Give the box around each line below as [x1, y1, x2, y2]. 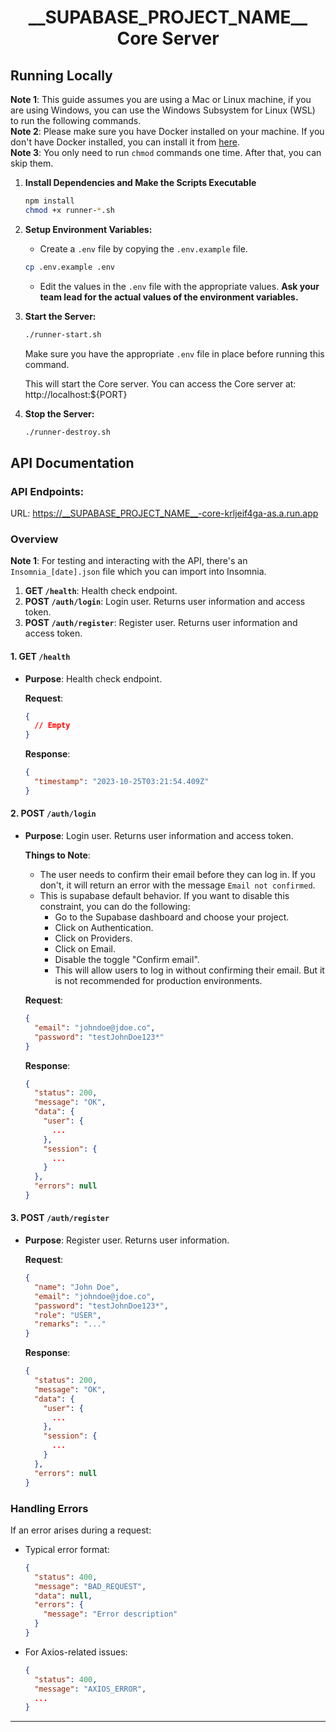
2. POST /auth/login [10, 807, 97, 820]
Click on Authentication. [54, 922, 154, 934]
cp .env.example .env [24, 262, 115, 272]
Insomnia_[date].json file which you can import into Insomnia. [10, 566, 267, 578]
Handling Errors [10, 1501, 89, 1515]
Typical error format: [24, 1543, 110, 1555]
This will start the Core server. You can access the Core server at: [24, 377, 297, 390]
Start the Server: [24, 310, 97, 322]
